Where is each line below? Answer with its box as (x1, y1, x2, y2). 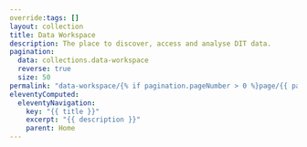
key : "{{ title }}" (26, 107, 101, 116)
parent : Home (26, 124, 76, 133)
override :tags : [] (9, 13, 79, 23)
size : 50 (17, 73, 51, 82)
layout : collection (9, 22, 84, 31)
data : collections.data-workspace (17, 56, 149, 65)
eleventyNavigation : (17, 98, 96, 108)
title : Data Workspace (9, 30, 96, 39)
